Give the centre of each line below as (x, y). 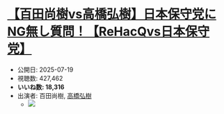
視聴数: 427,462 (40, 78)
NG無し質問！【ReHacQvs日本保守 (109, 32)
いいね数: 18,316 (41, 87)
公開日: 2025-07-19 (45, 70)
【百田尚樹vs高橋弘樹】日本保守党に (112, 14)
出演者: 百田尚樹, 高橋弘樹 (54, 95)
